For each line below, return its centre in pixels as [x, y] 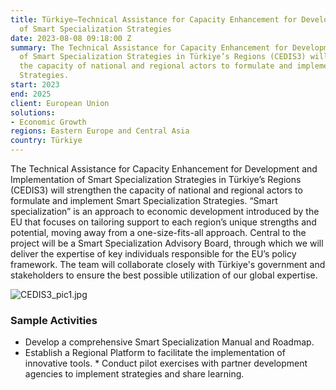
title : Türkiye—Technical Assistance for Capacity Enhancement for [154, 19]
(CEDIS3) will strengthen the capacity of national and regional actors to [156, 190]
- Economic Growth [48, 122]
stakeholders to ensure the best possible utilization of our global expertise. [164, 275]
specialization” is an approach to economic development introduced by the [165, 211]
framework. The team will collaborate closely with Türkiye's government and [168, 264]
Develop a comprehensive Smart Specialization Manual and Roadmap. [169, 342]
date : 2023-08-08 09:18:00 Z [71, 38]
